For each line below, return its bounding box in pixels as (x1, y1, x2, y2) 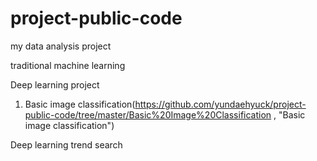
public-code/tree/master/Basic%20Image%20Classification (24, 108, 272, 121)
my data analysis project (10, 40, 112, 52)
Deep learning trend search (10, 138, 123, 151)
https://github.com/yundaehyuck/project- (134, 98, 307, 110)
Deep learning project (10, 78, 100, 91)
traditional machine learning (10, 59, 126, 71)
